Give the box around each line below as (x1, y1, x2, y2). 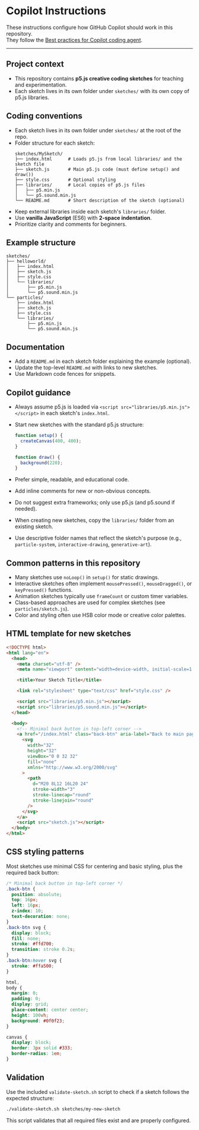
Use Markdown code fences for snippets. (14, 371, 116, 378)
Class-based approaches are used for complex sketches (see (14, 599, 166, 606)
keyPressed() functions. (14, 586, 73, 593)
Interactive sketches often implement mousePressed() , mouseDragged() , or (14, 580, 192, 588)
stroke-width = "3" (32, 787, 76, 793)
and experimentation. (14, 81, 67, 88)
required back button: (6, 869, 59, 876)
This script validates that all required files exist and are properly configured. (6, 1116, 191, 1124)
